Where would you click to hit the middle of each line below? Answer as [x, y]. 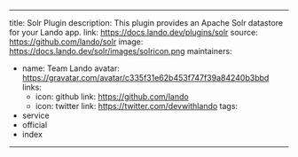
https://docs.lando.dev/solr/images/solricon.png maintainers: [121, 51]
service [36, 115]
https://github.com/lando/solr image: [76, 42]
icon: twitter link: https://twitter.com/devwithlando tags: [136, 106]
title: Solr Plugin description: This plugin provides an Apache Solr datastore [146, 23]
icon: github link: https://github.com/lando [112, 97]
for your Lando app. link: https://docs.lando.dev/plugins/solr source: [134, 32]
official [35, 125]
